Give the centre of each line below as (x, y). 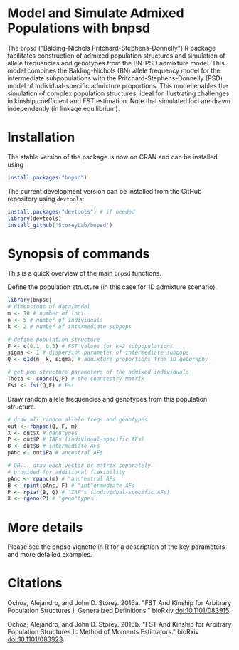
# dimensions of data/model (49, 307)
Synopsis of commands (79, 253)
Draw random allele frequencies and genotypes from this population (107, 399)
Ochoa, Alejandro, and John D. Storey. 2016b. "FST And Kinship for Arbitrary (119, 624)
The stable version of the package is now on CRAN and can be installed (113, 157)
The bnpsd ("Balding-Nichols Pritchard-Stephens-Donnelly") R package (112, 48)
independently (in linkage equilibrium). (64, 108)
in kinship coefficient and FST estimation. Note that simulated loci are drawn (119, 100)
